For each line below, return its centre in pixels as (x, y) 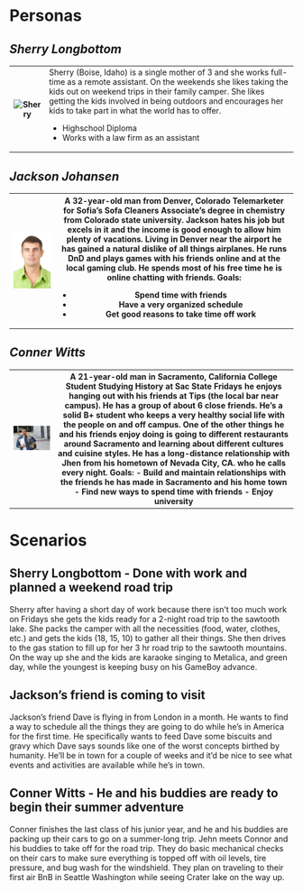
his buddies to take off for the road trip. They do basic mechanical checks (147, 848)
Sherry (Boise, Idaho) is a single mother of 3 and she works (159, 72)
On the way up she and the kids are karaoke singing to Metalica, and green (148, 657)
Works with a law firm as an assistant (131, 137)
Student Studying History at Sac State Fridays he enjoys (174, 386)
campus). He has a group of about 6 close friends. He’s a (174, 406)
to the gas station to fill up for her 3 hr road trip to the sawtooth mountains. (148, 648)
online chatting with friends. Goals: (174, 277)
